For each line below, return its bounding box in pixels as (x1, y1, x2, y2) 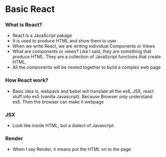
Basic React (5, 3, 55, 15)
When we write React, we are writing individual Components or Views (12, 43, 155, 49)
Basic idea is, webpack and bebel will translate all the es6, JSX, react (12, 88, 154, 94)
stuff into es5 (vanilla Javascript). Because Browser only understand (12, 93, 153, 99)
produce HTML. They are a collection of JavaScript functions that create (12, 54, 161, 60)
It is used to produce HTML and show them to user (12, 38, 117, 44)
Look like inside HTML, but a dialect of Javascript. (12, 123, 115, 129)
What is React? (5, 21, 42, 28)
